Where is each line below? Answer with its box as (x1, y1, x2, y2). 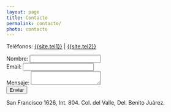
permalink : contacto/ (6, 20, 62, 26)
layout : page (6, 9, 40, 15)
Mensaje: (6, 79, 29, 86)
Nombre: (6, 55, 29, 62)
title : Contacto (6, 15, 48, 21)
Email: (6, 63, 22, 70)
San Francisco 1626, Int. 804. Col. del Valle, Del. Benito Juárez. (6, 99, 165, 106)
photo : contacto (6, 26, 48, 32)
